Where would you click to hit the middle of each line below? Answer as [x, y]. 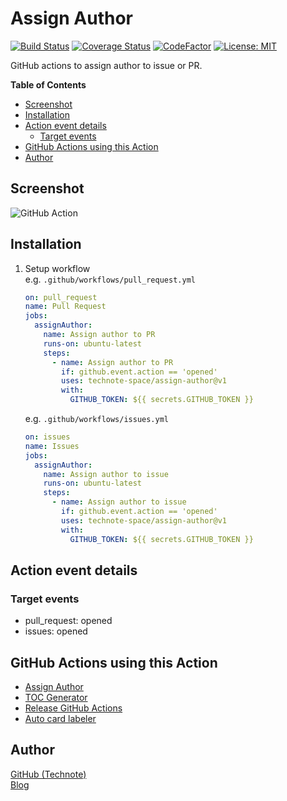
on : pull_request [61, 297]
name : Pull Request [65, 307]
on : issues [47, 437]
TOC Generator [56, 698]
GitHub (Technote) [48, 774]
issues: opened [56, 631]
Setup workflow [57, 268]
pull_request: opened [68, 621]
